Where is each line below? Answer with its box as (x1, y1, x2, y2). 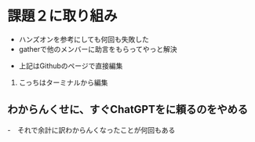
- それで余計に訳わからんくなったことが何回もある (7, 125, 176, 134)
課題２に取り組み (7, 7, 118, 25)
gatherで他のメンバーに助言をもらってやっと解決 (18, 44, 177, 53)
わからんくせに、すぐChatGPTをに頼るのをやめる (7, 103, 249, 116)
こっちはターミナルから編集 (18, 78, 108, 87)
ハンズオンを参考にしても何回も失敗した (18, 35, 150, 44)
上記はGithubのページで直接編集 (18, 60, 123, 71)
